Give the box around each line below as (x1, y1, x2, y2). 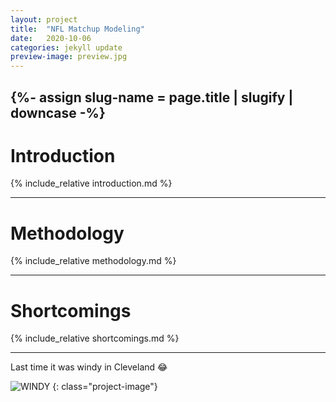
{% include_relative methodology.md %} (10, 255, 177, 267)
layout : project (10, 14, 78, 25)
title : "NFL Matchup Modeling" (10, 24, 145, 34)
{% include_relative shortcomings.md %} (10, 332, 180, 345)
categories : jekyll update (10, 42, 123, 53)
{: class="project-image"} (52, 381, 158, 393)
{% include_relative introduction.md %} (10, 177, 173, 190)
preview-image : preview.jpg (10, 52, 128, 62)
